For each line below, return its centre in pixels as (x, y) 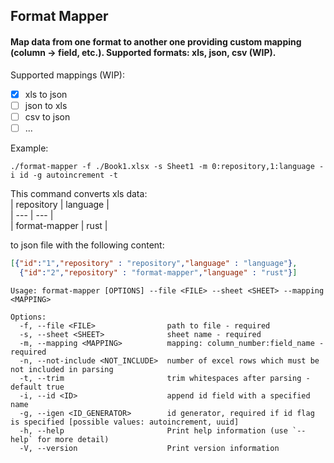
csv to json (47, 116)
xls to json (46, 94)
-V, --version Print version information (149, 448)
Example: (29, 148)
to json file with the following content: (87, 245)
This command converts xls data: (79, 193)
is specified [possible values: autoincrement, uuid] (125, 422)
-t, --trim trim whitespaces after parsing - (165, 378)
